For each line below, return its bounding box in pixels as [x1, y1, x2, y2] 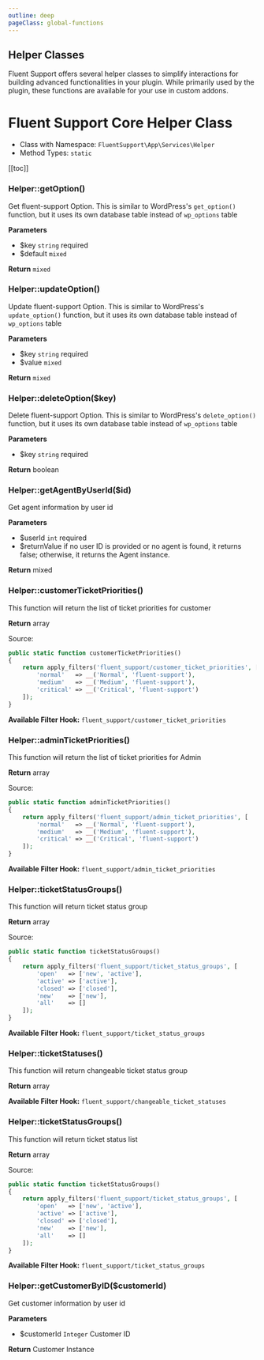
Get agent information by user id [8, 503, 113, 512]
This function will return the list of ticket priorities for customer [8, 603, 211, 613]
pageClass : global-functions [8, 19, 104, 27]
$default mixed [19, 248, 67, 258]
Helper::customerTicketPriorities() [8, 585, 143, 596]
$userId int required [19, 533, 87, 542]
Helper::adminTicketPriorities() [8, 735, 130, 746]
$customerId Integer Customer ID [19, 1329, 131, 1339]
